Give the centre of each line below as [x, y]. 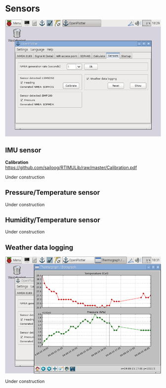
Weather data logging [39, 247]
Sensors [23, 9]
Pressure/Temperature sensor [53, 193]
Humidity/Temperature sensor [53, 220]
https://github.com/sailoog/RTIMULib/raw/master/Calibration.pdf [71, 167]
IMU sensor [23, 151]
